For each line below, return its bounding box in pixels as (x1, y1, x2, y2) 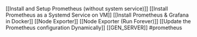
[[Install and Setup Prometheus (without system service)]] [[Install (5, 5, 168, 12)
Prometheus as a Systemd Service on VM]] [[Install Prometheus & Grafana (5, 11, 189, 18)
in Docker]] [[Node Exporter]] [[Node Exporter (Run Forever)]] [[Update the (5, 18, 191, 24)
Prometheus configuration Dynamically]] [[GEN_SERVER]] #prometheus (5, 24, 183, 31)
